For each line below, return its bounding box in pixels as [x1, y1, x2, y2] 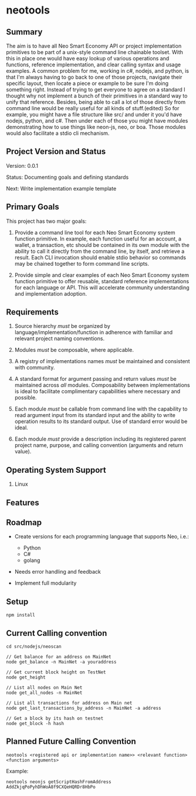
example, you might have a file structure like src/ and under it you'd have [6, 111, 183, 118]
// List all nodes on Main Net [6, 685, 83, 691]
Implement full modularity [14, 580, 77, 587]
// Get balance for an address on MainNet [6, 654, 111, 660]
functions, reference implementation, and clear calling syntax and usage [6, 61, 181, 68]
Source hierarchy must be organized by [14, 323, 110, 330]
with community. [14, 364, 55, 371]
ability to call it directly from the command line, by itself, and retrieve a [14, 248, 185, 255]
